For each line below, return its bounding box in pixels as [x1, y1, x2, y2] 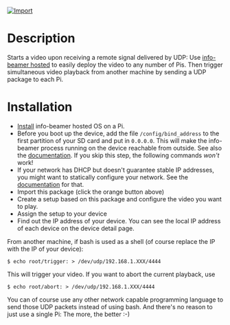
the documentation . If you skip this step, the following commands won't [16, 151, 220, 159]
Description [7, 31, 76, 46]
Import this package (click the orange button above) [16, 188, 165, 196]
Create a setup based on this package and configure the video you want [16, 194, 222, 203]
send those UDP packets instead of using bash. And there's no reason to [7, 302, 213, 311]
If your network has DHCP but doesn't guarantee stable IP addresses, [16, 166, 215, 174]
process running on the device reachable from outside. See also [41, 144, 222, 152]
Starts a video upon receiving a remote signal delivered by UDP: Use [7, 53, 201, 61]
